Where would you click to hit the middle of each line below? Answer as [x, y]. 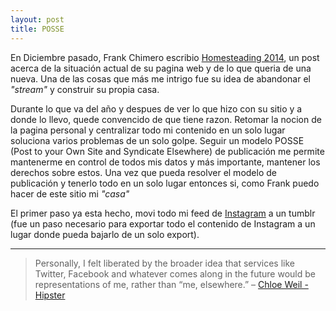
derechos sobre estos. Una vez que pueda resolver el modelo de [143, 172]
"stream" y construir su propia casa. [85, 89]
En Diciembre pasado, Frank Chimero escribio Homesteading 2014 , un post [165, 57]
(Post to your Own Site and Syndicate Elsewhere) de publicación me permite [167, 151]
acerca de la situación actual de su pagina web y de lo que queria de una [161, 68]
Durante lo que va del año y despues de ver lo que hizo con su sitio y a [156, 108]
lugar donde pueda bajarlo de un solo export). [105, 234]
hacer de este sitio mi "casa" [70, 193]
